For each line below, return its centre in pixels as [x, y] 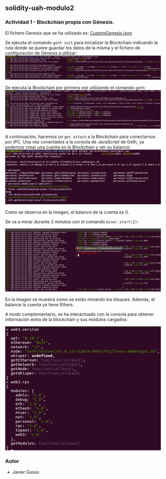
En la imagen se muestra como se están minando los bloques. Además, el [80, 299]
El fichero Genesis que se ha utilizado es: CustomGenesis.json [69, 33]
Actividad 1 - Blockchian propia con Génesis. [60, 22]
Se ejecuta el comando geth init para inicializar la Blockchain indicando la [82, 42]
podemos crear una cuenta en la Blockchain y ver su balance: [68, 147]
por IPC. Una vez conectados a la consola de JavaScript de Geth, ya [75, 142]
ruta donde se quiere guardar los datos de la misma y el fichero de [73, 48]
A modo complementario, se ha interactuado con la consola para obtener [80, 314]
